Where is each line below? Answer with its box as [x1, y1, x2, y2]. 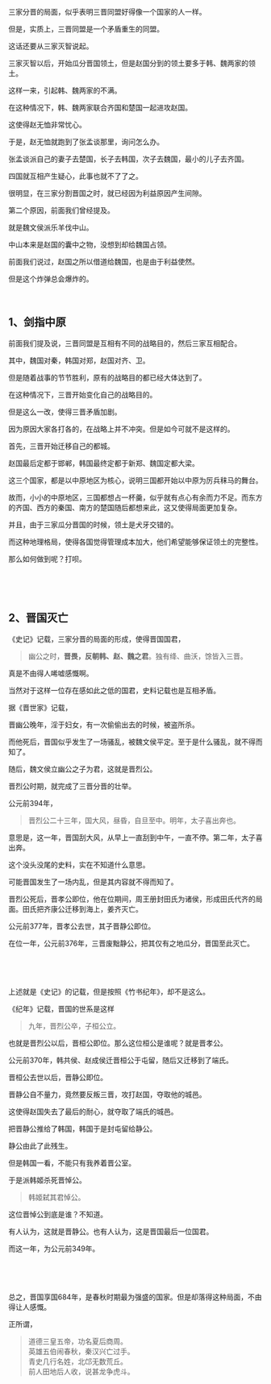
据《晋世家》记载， [8, 702, 73, 712]
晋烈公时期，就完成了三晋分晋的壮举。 [8, 781, 135, 791]
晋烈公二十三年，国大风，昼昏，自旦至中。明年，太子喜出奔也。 [27, 815, 240, 825]
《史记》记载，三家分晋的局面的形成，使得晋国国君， [8, 634, 186, 643]
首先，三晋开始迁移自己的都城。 [8, 441, 115, 451]
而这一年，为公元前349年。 [8, 1244, 100, 1253]
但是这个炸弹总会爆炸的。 [8, 274, 94, 284]
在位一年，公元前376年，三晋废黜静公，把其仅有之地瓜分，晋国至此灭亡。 [8, 938, 255, 948]
